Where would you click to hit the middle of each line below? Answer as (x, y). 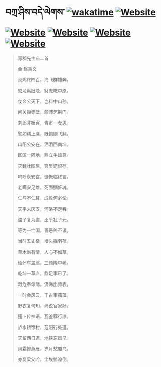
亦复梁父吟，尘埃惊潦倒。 (44, 359)
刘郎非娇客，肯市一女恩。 (44, 123)
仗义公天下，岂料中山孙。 (44, 101)
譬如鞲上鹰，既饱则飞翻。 (44, 133)
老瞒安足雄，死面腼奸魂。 (44, 187)
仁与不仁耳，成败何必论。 (44, 198)
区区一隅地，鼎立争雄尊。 (44, 155)
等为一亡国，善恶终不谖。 (44, 230)
